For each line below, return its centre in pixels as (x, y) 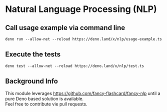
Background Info (32, 81)
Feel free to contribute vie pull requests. (46, 104)
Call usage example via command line (65, 28)
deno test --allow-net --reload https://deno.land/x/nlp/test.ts (74, 66)
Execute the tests (33, 54)
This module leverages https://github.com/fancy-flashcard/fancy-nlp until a (83, 93)
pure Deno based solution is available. (44, 98)
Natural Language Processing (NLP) (81, 9)
